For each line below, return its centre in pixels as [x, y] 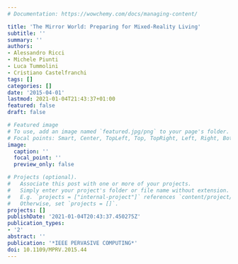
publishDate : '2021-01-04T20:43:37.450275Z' [74, 217]
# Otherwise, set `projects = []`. [63, 203]
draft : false [27, 113]
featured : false [31, 106]
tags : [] [20, 79]
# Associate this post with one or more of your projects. [100, 184]
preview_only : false [44, 165]
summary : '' [25, 40]
